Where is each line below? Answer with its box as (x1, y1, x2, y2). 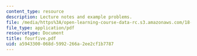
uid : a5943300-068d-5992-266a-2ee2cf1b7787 (6, 41, 114, 47)
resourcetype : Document (6, 30, 64, 36)
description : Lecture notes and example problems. (6, 14, 133, 20)
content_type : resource (6, 8, 64, 15)
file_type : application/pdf (6, 24, 75, 31)
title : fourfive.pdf (6, 36, 57, 41)
